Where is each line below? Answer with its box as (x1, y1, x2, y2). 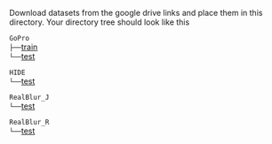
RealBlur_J (9, 93, 50, 102)
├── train (9, 42, 38, 52)
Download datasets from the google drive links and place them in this (9, 8, 263, 18)
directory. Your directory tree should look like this (9, 17, 190, 27)
